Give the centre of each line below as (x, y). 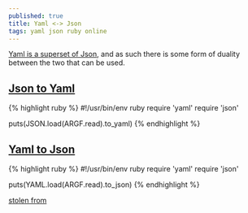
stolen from (28, 200)
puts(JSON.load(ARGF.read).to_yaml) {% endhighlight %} (104, 124)
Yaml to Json (42, 149)
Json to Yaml (42, 88)
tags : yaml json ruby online (58, 31)
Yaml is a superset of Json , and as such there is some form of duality (124, 54)
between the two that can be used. (67, 63)
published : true (36, 16)
